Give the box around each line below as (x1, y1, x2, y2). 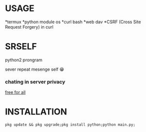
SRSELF (5, 41, 37, 52)
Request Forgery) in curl (5, 24, 53, 29)
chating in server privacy (5, 78, 65, 85)
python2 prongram (5, 57, 43, 63)
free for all (5, 89, 26, 95)
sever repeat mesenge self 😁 (5, 66, 65, 72)
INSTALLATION (5, 106, 67, 117)
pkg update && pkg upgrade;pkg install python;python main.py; (5, 122, 136, 127)
